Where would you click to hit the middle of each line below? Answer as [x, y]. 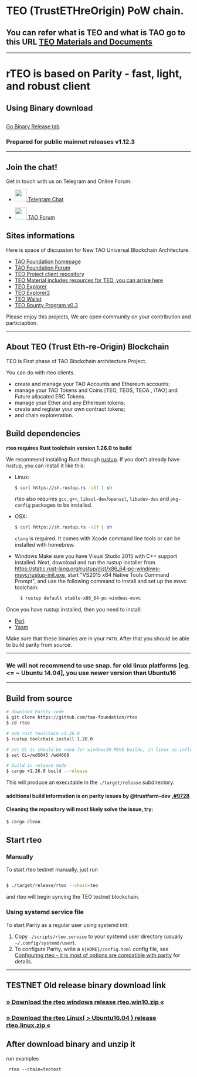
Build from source [39, 698]
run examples [23, 1058]
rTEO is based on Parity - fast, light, [94, 74]
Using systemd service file [45, 912]
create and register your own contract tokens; [70, 409]
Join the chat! [32, 167]
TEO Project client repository [50, 274]
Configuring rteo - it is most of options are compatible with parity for [97, 955]
